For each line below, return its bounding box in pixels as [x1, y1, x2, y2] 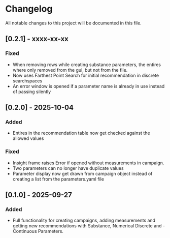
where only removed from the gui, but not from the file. [12, 67, 128, 73]
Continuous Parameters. [12, 228, 63, 234]
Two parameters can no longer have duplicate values [12, 165, 124, 171]
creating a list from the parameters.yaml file [12, 176, 104, 182]
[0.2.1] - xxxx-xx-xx [5, 35, 69, 43]
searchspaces [12, 77, 43, 84]
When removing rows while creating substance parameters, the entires [12, 62, 161, 68]
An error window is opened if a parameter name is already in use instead [12, 83, 165, 89]
